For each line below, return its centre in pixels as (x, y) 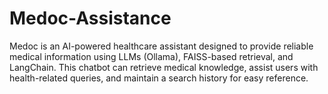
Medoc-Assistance (90, 18)
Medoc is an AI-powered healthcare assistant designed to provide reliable (161, 46)
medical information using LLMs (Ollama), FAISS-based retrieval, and (151, 56)
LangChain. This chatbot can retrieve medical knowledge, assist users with (164, 67)
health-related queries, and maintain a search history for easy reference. (159, 78)
